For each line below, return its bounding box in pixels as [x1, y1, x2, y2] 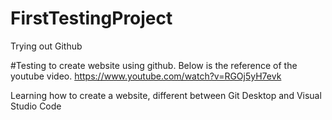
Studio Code [10, 100, 62, 112]
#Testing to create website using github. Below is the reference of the [10, 59, 298, 71]
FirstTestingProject [10, 7, 173, 30]
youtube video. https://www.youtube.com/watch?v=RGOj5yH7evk [10, 70, 282, 82]
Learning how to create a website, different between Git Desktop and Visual [10, 89, 322, 101]
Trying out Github [10, 40, 83, 52]
